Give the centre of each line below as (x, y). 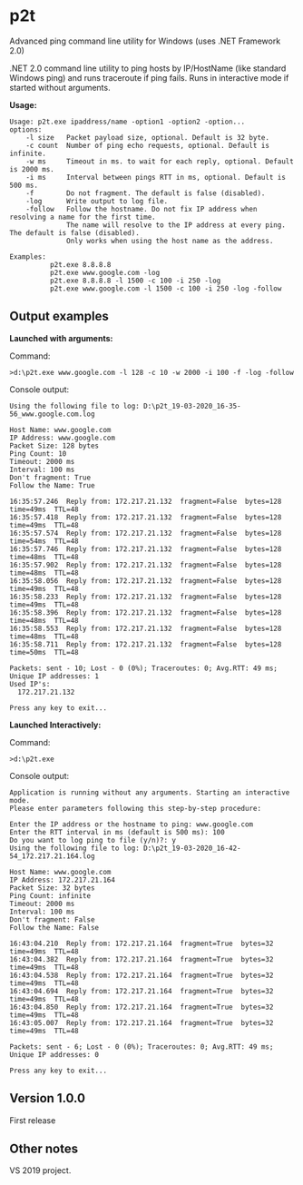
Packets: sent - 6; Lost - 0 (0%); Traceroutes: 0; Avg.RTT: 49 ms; (142, 1047)
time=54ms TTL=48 (44, 541)
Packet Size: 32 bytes (52, 888)
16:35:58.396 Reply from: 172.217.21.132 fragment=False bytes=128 (146, 612)
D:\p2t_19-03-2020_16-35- (193, 406)
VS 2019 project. (40, 1170)
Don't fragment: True (50, 478)
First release (33, 1120)
